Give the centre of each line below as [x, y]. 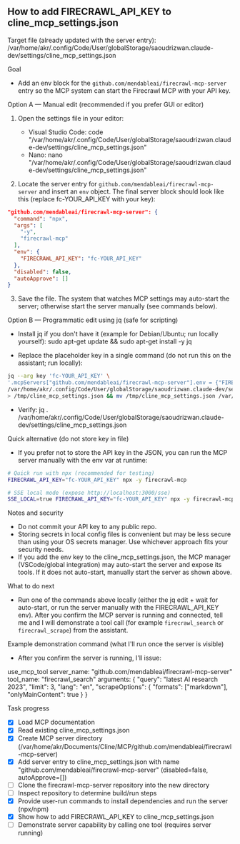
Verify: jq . [33, 409]
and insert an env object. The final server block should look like [131, 191]
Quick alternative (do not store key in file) [68, 438]
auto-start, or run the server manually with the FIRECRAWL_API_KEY [118, 608]
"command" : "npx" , [41, 218]
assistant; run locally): [50, 363]
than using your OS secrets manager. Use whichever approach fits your [123, 542]
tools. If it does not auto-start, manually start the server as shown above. [125, 572]
